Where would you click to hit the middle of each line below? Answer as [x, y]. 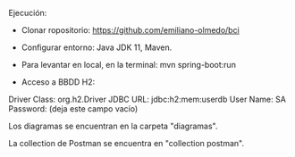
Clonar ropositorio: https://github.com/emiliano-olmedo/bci [131, 30]
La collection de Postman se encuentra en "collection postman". [126, 143]
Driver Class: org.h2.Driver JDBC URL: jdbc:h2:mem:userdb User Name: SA [147, 99]
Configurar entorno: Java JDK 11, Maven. [97, 47]
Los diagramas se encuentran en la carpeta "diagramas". [113, 126]
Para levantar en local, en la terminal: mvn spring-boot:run [128, 65]
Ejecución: [28, 13]
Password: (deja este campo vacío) [73, 109]
